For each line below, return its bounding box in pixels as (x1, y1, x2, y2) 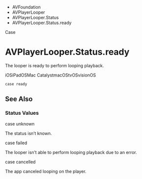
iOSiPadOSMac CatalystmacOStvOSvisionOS (5, 72, 96, 78)
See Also (5, 95, 33, 103)
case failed (5, 140, 27, 146)
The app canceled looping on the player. (5, 168, 87, 174)
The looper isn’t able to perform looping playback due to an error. (5, 149, 137, 155)
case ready (5, 81, 27, 86)
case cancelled (5, 159, 36, 165)
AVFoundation (12, 4, 41, 10)
